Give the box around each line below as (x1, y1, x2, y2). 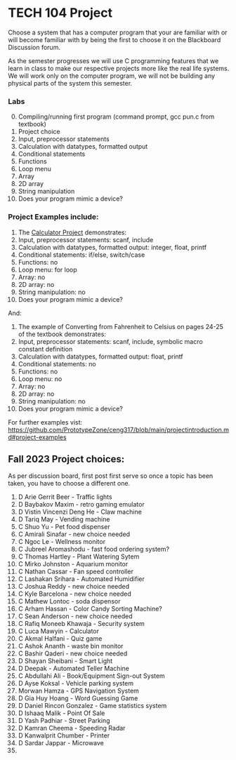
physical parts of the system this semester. (8, 79, 133, 87)
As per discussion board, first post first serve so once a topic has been (8, 472, 214, 480)
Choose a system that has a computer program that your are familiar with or (8, 28, 228, 36)
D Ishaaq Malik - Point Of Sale (18, 709, 105, 717)
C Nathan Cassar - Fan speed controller (18, 567, 134, 576)
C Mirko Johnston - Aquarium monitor (18, 560, 129, 568)
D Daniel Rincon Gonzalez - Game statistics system (18, 702, 167, 710)
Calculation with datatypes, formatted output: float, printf (18, 352, 183, 361)
